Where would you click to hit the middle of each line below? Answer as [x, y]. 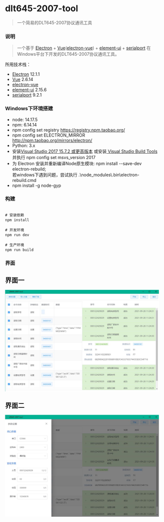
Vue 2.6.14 [22, 80]
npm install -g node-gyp [36, 185]
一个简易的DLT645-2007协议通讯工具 [54, 22]
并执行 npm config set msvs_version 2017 [54, 157]
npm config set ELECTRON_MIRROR [49, 135]
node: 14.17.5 [25, 120]
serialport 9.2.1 [27, 95]
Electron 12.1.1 [26, 74]
